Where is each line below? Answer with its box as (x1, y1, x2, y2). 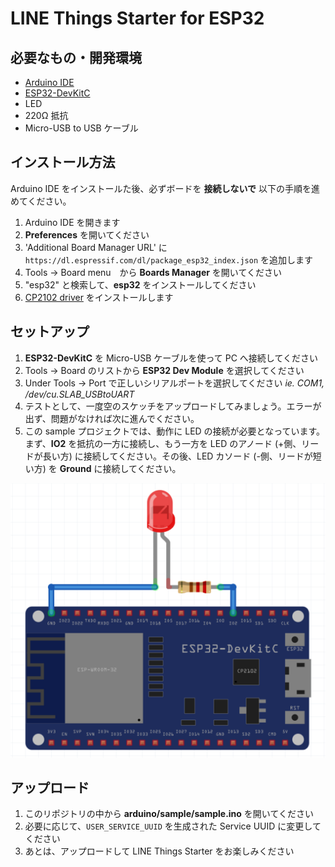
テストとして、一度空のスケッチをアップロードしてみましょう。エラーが (24, 400, 322, 412)
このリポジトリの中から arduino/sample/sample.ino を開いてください (24, 808, 315, 820)
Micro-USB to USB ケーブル (24, 122, 139, 134)
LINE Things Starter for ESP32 (10, 7, 265, 30)
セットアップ (10, 323, 90, 341)
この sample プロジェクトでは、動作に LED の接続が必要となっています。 (24, 425, 326, 437)
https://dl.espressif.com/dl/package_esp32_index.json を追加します (24, 253, 313, 266)
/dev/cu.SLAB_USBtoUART (24, 388, 135, 400)
